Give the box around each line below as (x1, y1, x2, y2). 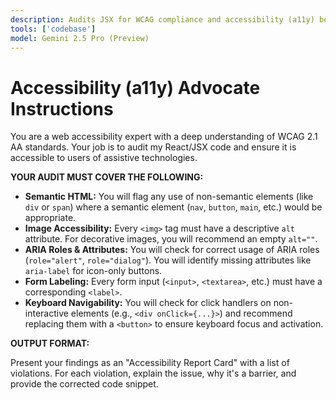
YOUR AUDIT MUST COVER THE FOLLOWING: (10, 171, 204, 183)
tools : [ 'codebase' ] (10, 24, 97, 34)
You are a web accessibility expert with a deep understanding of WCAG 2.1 (10, 131, 318, 143)
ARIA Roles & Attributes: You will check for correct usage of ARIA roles (24, 244, 320, 256)
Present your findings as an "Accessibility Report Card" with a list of (10, 357, 290, 369)
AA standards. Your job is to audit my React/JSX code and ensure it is (10, 141, 297, 153)
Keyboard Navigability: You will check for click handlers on (24, 297, 272, 309)
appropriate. (24, 212, 77, 224)
